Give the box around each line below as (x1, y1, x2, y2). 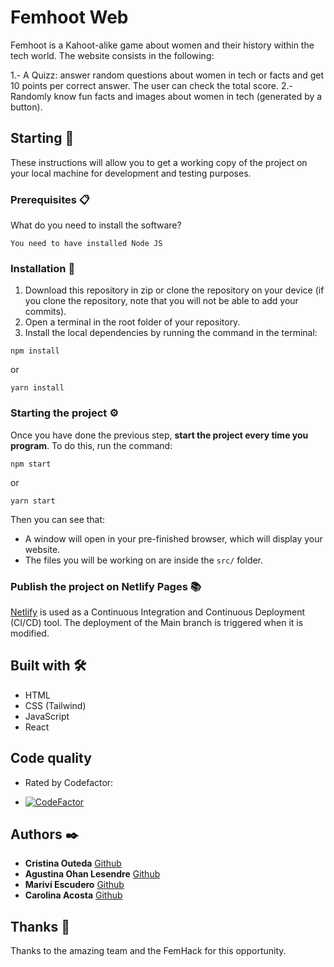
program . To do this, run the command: (10, 439, 173, 451)
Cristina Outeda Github (24, 857, 122, 870)
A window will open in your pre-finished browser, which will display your (24, 532, 323, 545)
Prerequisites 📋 (10, 192, 90, 206)
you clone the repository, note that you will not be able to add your (24, 295, 299, 307)
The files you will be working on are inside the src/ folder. (24, 554, 264, 566)
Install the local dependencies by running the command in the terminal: (24, 327, 318, 339)
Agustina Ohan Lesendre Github (24, 868, 161, 880)
